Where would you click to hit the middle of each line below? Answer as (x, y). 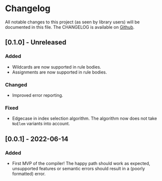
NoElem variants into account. (41, 124)
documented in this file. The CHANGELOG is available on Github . (70, 27)
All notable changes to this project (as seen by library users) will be (72, 22)
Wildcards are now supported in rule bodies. (56, 67)
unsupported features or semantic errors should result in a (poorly (78, 168)
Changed (16, 85)
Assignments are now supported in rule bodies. (59, 72)
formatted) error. (29, 174)
